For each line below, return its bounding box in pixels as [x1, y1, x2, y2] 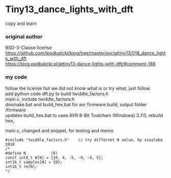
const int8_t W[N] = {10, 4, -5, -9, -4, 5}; [5, 155, 103, 160]
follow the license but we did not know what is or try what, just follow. [5, 85, 151, 91]
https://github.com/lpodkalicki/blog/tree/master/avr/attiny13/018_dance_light [5, 50, 166, 56]
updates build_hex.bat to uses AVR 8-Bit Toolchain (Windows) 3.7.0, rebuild [5, 112, 163, 118]
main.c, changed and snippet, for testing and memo [5, 127, 113, 133]
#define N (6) [5, 151, 58, 156]
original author [5, 33, 43, 40]
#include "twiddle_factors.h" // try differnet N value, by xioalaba [5, 137, 163, 142]
